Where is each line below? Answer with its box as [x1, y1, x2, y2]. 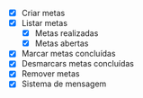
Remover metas [21, 68, 80, 79]
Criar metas [21, 8, 66, 18]
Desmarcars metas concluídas [21, 58, 135, 69]
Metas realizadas [34, 28, 99, 39]
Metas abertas [34, 38, 89, 49]
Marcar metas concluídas [21, 49, 116, 59]
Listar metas [21, 18, 68, 29]
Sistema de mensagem [21, 78, 107, 89]
